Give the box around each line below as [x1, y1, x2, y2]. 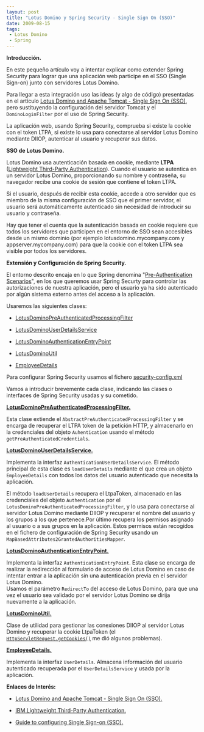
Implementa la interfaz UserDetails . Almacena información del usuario [6, 658, 183, 665]
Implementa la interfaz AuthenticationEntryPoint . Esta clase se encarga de [6, 559, 195, 566]
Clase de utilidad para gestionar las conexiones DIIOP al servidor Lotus [6, 621, 185, 629]
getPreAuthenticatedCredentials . [6, 435, 90, 442]
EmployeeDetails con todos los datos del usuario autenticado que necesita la [6, 472, 199, 478]
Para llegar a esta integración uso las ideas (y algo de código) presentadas [6, 91, 194, 98]
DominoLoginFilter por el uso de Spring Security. [6, 111, 129, 117]
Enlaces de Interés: [6, 683, 56, 690]
